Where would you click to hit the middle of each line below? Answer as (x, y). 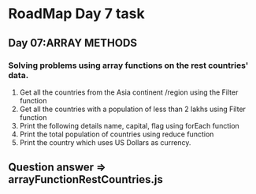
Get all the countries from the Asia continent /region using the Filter (129, 92)
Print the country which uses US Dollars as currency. (105, 142)
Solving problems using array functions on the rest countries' (128, 65)
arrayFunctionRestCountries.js (85, 179)
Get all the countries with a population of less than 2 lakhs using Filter (133, 109)
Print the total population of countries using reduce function (117, 134)
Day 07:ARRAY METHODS (73, 43)
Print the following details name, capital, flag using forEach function (130, 125)
